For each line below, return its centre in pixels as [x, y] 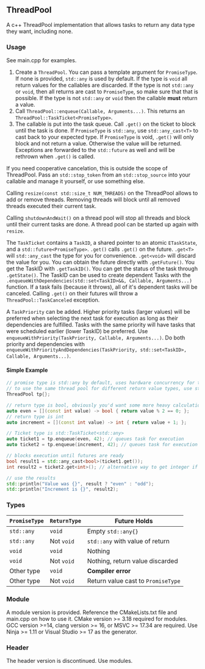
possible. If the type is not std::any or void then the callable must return [106, 98]
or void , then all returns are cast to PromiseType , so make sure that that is [106, 92]
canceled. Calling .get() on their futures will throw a [72, 294]
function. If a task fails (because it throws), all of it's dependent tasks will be [102, 287]
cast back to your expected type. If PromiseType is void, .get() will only [104, 137]
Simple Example [27, 370]
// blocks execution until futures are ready [65, 456]
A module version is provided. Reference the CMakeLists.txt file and [92, 612]
